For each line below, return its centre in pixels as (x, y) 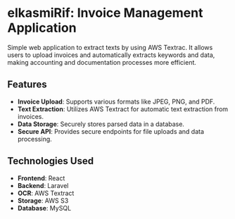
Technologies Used (50, 161)
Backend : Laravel (43, 185)
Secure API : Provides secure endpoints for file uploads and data (111, 131)
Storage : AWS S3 (43, 200)
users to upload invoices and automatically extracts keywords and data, (111, 55)
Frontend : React (41, 178)
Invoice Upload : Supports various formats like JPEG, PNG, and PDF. (116, 101)
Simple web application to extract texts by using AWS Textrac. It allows (110, 47)
